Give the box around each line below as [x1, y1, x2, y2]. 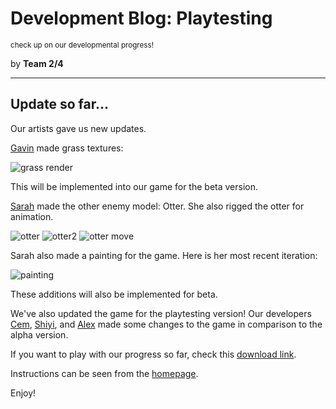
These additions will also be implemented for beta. [10, 288, 218, 300]
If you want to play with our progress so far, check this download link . [10, 348, 297, 360]
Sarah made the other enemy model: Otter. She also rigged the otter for [10, 200, 305, 212]
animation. [10, 210, 54, 222]
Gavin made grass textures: [10, 142, 124, 154]
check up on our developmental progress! [10, 40, 154, 50]
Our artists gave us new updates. [10, 122, 147, 134]
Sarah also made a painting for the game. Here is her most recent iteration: [10, 249, 318, 261]
